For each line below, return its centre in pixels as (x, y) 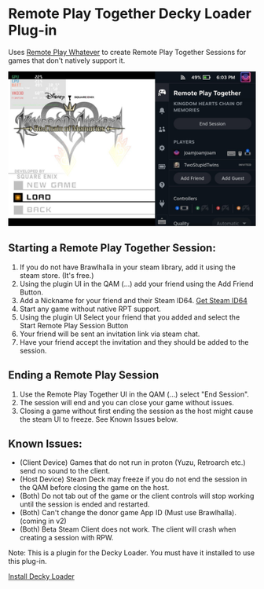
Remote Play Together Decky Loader (130, 14)
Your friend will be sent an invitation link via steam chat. (110, 334)
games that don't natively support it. (67, 60)
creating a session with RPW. (66, 538)
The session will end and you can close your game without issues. (126, 402)
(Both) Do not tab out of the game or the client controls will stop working (137, 496)
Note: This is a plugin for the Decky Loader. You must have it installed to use (132, 553)
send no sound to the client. (65, 471)
